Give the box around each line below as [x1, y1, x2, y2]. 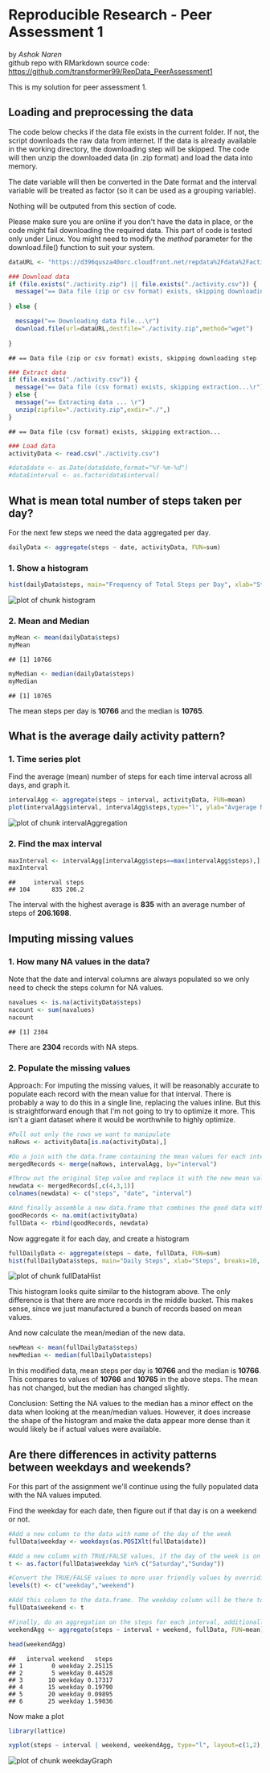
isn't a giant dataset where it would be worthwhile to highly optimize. [8, 1114, 236, 1124]
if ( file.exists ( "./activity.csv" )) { [8, 376, 138, 384]
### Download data [8, 273, 70, 281]
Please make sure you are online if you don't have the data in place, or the [8, 216, 254, 227]
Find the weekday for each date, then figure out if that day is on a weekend [8, 1505, 257, 1515]
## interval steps [8, 879, 84, 887]
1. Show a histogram [8, 562, 88, 573]
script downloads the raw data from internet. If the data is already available [8, 135, 257, 145]
